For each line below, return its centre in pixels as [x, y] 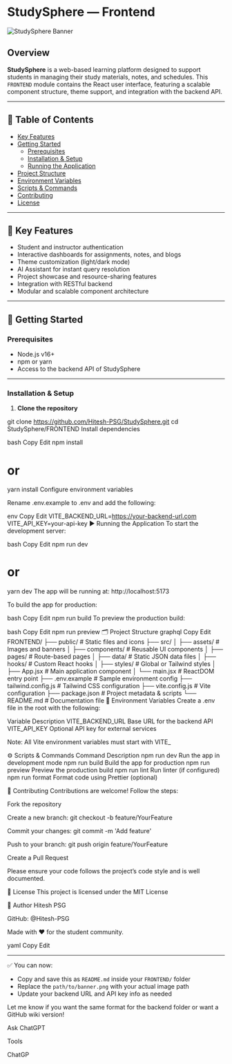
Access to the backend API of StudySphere [79, 369]
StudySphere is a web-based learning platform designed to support [104, 69]
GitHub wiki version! [36, 1015]
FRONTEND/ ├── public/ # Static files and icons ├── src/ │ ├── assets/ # [113, 642]
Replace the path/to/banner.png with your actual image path [103, 987]
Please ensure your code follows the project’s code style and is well [104, 871]
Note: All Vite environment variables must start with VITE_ [89, 742]
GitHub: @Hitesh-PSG [39, 919]
